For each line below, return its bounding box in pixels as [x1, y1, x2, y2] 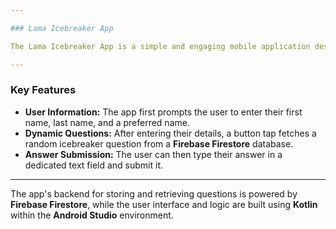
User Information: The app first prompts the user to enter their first [24, 106, 303, 118]
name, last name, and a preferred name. [24, 116, 190, 128]
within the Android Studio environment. [10, 209, 174, 221]
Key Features [10, 83, 77, 97]
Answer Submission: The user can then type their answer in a [24, 148, 283, 160]
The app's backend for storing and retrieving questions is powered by [10, 187, 298, 200]
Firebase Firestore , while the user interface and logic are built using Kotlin [10, 198, 318, 210]
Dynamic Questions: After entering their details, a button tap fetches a [24, 127, 317, 139]
